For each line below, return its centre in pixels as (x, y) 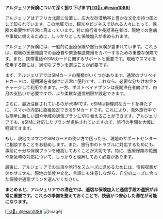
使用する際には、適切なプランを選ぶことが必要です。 (58, 65)
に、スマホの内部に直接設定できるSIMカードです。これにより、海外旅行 (76, 110)
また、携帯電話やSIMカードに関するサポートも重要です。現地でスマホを (85, 59)
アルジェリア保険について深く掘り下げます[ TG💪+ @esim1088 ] (67, 8)
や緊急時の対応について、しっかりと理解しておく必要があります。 (70, 157)
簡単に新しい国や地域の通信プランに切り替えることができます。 (73, 116)
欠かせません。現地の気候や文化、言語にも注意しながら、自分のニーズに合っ (81, 173)
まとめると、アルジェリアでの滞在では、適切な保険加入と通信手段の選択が (79, 190)
